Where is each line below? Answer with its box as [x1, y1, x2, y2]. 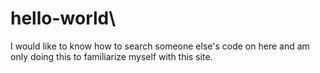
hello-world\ [10, 7, 117, 30]
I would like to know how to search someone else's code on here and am [10, 40, 310, 52]
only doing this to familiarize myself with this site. [10, 50, 213, 62]
